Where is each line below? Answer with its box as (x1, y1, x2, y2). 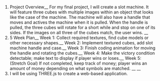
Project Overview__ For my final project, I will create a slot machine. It (9, 4, 149, 10)
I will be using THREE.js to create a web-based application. (9, 71, 128, 76)
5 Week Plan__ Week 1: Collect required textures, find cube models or (9, 35, 149, 40)
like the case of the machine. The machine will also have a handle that (9, 14, 150, 20)
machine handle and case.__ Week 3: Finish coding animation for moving (9, 45, 156, 51)
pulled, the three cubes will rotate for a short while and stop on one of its (9, 25, 156, 30)
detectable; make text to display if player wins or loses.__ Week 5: (9, 55, 142, 61)
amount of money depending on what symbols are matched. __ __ (9, 66, 141, 71)
